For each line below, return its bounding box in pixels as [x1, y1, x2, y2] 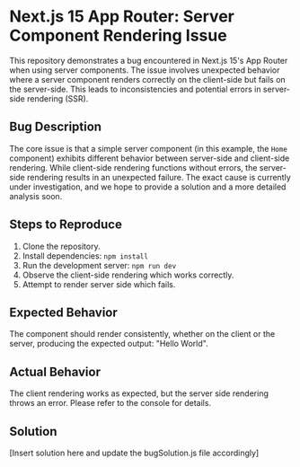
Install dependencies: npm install [22, 250, 148, 261]
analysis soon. [9, 190, 63, 201]
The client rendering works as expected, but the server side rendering [9, 388, 269, 399]
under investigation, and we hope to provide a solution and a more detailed [9, 181, 287, 192]
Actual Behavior [9, 364, 101, 379]
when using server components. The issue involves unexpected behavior [9, 65, 280, 75]
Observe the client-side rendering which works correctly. [22, 269, 234, 280]
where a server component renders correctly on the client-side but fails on [9, 74, 286, 84]
